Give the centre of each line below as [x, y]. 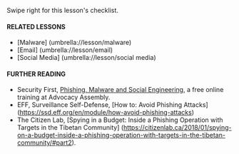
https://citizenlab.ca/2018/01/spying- [177, 128]
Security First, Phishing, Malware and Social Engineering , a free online [120, 90]
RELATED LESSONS [36, 26]
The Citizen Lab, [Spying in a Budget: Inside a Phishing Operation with [120, 120]
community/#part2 [44, 143]
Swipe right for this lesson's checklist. [63, 10]
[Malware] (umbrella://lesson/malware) [74, 43]
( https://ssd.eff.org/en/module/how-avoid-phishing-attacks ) [105, 113]
